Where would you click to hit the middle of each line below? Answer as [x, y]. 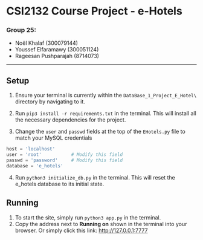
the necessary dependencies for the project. [70, 120]
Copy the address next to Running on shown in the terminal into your [101, 224]
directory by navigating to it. [50, 102]
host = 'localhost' [31, 149]
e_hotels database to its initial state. [60, 184]
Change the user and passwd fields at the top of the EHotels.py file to [100, 132]
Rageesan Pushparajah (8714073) [57, 56]
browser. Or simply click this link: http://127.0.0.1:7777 [81, 230]
